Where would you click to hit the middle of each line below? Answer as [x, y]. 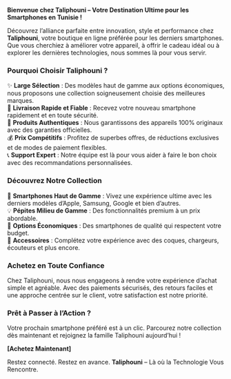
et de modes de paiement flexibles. [57, 148]
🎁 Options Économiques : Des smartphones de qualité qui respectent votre [114, 225]
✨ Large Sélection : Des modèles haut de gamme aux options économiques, [116, 86]
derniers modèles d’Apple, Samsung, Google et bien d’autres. [94, 203]
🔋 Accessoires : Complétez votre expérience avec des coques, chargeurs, [113, 240]
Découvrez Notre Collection [54, 181]
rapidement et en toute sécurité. [53, 115]
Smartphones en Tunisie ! [45, 17]
